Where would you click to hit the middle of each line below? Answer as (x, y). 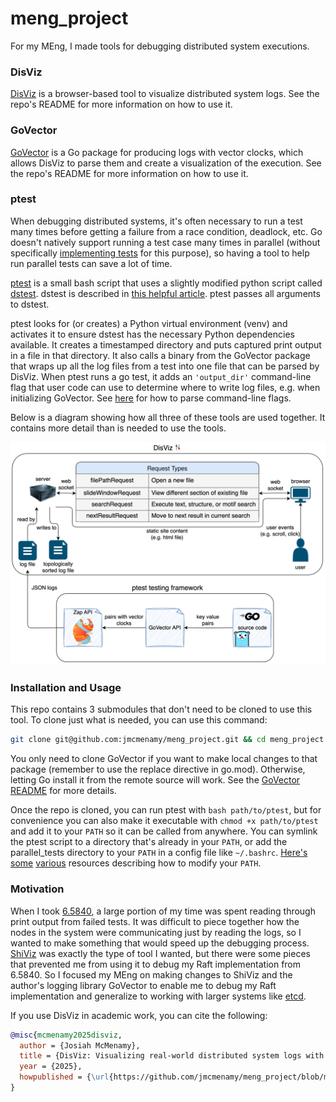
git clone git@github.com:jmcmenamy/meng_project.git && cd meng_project (167, 740)
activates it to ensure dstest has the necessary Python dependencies (152, 334)
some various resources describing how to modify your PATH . (136, 863)
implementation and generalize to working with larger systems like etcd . (158, 996)
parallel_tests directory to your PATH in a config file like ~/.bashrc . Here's (159, 853)
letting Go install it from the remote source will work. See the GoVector (155, 780)
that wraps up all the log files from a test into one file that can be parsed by (165, 366)
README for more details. (63, 791)
